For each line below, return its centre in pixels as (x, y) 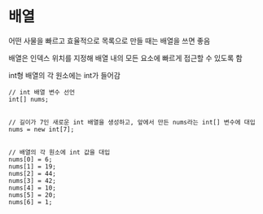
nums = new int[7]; (42, 129)
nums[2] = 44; (33, 173)
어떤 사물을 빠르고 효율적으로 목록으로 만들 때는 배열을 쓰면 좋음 (110, 41)
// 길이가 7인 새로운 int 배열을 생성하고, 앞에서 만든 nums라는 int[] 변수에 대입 (132, 122)
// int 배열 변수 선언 (42, 92)
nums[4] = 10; (33, 188)
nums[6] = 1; (31, 202)
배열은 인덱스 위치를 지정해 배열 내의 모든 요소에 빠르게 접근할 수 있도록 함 (125, 58)
